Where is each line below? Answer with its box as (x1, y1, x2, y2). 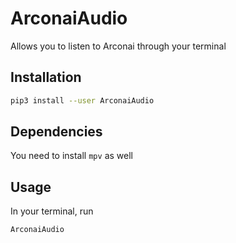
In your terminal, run (10, 205, 94, 217)
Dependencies (10, 123, 103, 141)
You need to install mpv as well (10, 150, 133, 162)
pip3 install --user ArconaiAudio (10, 95, 155, 106)
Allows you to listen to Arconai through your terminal (10, 40, 227, 52)
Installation (10, 69, 82, 86)
